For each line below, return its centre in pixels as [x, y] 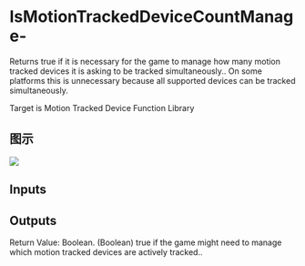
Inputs [28, 190]
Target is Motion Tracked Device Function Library [102, 107]
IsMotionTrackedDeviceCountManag [152, 17]
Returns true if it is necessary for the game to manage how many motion [145, 61]
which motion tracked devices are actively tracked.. [106, 251]
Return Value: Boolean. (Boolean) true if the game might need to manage [146, 242]
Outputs [33, 220]
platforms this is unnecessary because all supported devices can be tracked [152, 80]
